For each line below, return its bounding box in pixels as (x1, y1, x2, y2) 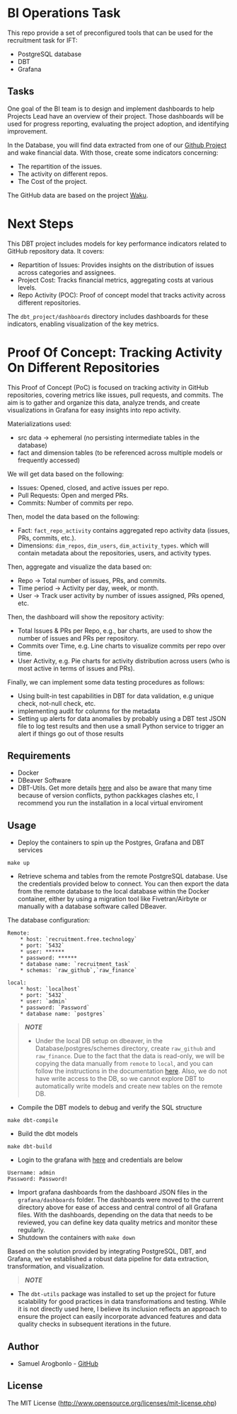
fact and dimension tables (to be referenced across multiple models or (17, 448, 223, 457)
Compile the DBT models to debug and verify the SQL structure (17, 1103, 202, 1112)
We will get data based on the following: (7, 469, 124, 478)
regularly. (17, 1226, 46, 1234)
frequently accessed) (17, 456, 80, 464)
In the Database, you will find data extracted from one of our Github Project (7, 141, 227, 149)
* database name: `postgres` (20, 1011, 106, 1018)
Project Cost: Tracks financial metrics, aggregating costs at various (17, 276, 214, 284)
